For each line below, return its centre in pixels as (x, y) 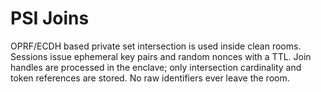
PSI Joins (50, 18)
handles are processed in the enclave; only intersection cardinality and (156, 67)
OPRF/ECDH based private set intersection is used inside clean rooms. (156, 46)
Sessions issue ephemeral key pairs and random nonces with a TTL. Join (161, 56)
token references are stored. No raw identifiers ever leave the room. (150, 78)
